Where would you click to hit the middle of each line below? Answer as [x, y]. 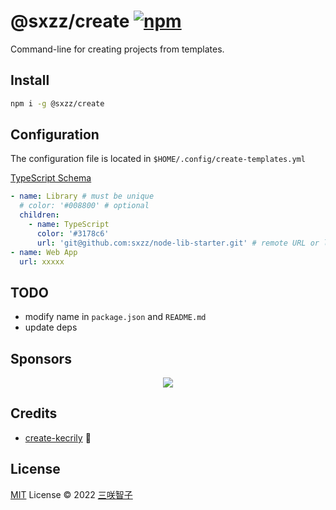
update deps [51, 327]
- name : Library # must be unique [82, 196]
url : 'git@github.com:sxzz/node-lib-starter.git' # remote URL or [178, 243]
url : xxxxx [42, 261]
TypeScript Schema [51, 178]
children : [39, 215]
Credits [34, 413]
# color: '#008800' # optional [84, 206]
